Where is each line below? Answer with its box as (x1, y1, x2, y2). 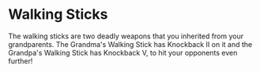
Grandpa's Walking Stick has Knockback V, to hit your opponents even (8, 48, 238, 57)
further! (8, 56, 33, 66)
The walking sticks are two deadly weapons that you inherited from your (8, 31, 243, 41)
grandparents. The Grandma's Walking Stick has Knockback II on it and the (8, 39, 253, 49)
